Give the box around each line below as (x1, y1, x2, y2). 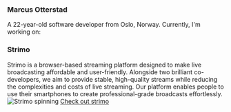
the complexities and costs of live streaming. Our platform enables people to (7, 82, 224, 91)
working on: (7, 27, 41, 36)
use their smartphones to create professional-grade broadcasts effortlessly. (7, 89, 223, 98)
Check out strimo (60, 97, 109, 105)
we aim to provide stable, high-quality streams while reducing (42, 75, 218, 83)
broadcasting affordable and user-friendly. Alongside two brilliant (7, 67, 193, 76)
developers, (7, 75, 41, 83)
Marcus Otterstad (7, 5, 68, 14)
